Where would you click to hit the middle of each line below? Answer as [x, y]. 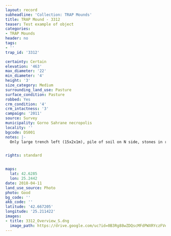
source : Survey [21, 118]
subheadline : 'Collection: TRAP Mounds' [49, 15]
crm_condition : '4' [26, 104]
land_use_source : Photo [31, 188]
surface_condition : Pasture [35, 94]
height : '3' [18, 81]
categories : [18, 29]
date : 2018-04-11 [24, 183]
